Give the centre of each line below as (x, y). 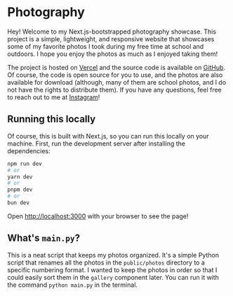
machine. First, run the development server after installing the (96, 143)
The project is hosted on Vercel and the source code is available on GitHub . (116, 67)
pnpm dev (20, 190)
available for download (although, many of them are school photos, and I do (117, 82)
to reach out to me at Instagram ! (54, 97)
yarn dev (20, 177)
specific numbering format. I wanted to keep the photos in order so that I (112, 269)
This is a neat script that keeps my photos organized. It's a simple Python (113, 255)
